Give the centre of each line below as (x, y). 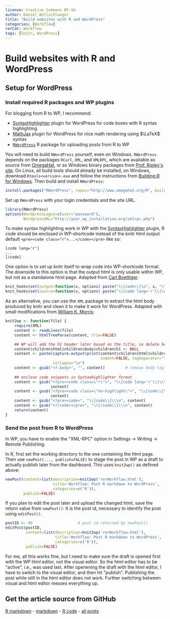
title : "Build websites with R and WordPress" (55, 19)
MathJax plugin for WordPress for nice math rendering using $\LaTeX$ (86, 134)
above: (12, 470)
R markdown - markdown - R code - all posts (52, 611)
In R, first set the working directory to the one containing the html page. (80, 454)
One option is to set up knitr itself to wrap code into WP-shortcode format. (83, 267)
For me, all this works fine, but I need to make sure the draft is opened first (83, 556)
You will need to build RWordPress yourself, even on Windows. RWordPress (81, 154)
